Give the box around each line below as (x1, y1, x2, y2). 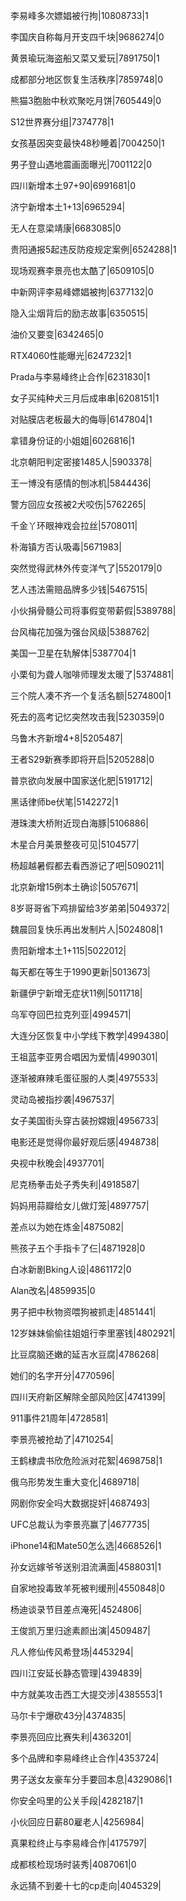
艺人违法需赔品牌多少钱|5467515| (10, 584, 148, 595)
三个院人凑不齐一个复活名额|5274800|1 (10, 690, 172, 701)
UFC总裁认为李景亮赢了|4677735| (10, 1519, 150, 1530)
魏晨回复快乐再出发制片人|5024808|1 (10, 924, 163, 935)
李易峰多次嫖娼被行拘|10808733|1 (10, 10, 149, 21)
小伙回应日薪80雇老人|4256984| (10, 1816, 145, 1828)
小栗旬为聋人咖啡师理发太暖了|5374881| (10, 669, 175, 680)
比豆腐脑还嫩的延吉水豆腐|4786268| (10, 1349, 160, 1360)
